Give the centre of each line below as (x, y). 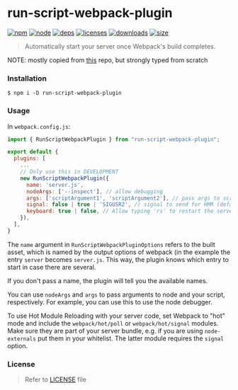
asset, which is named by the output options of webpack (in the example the (119, 252)
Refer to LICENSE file (56, 379)
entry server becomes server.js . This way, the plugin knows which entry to (118, 259)
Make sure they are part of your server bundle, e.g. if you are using (105, 331)
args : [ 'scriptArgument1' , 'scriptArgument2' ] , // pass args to (123, 198)
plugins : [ (30, 159)
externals (22, 339)
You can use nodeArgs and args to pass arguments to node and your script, (116, 294)
